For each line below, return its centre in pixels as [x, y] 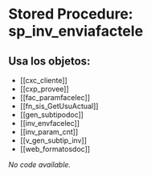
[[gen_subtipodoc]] [52, 115]
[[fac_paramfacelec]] [55, 97]
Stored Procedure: [71, 14]
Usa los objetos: [49, 61]
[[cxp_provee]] [45, 89]
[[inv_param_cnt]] [49, 132]
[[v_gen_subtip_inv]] [53, 140]
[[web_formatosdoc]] [55, 149]
